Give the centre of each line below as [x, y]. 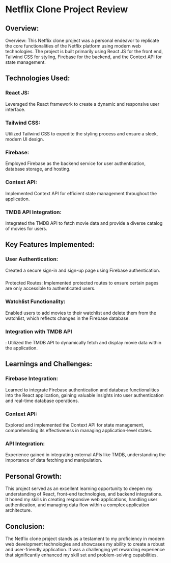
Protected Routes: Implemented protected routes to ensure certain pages [82, 283]
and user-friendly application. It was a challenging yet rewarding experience [85, 549]
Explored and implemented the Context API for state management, [75, 425]
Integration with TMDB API [39, 332]
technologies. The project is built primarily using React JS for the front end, [84, 51]
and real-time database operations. [42, 401]
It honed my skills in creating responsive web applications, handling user [81, 500]
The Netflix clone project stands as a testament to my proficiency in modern [85, 538]
